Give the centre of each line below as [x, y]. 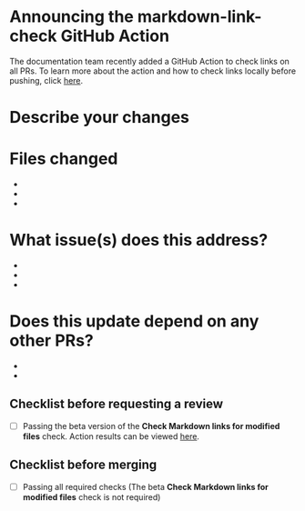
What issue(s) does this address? [139, 240]
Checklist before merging [83, 465]
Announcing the [72, 17]
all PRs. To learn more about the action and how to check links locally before [153, 71]
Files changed [64, 159]
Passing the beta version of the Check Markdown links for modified [151, 426]
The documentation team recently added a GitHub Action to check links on [149, 61]
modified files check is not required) [91, 496]
